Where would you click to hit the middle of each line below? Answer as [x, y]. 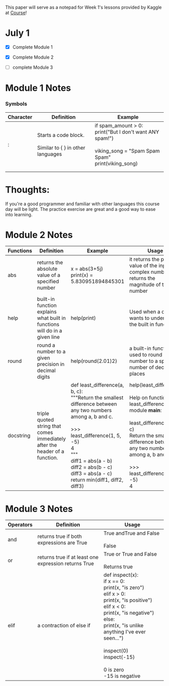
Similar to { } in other [61, 148]
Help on [138, 398]
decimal [47, 371]
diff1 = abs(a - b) [92, 461]
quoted [46, 420]
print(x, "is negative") [129, 613]
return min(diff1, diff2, [97, 480]
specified [48, 282]
